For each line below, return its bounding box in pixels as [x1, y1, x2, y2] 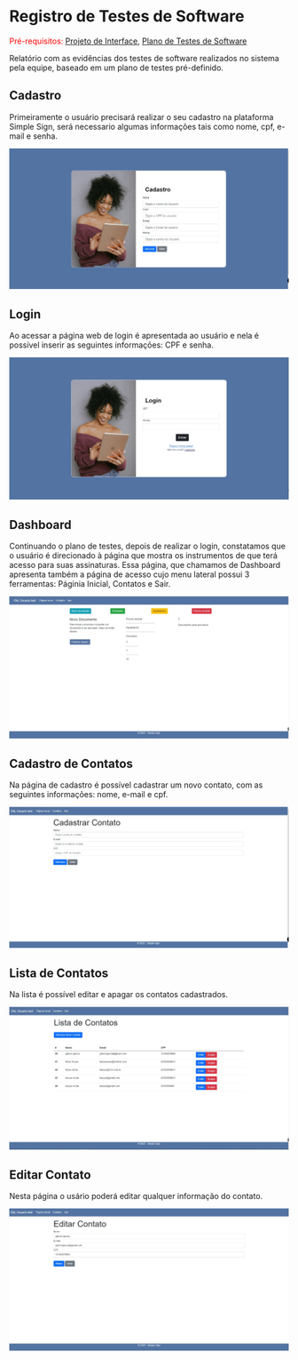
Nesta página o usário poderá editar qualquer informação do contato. [9, 1191, 263, 1202]
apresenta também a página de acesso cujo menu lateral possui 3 [9, 569, 250, 580]
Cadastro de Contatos [9, 756, 133, 771]
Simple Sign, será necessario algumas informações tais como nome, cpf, [9, 121, 276, 132]
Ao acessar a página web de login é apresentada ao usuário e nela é [9, 331, 260, 341]
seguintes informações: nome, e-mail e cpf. [9, 789, 169, 800]
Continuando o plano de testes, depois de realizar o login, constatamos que [9, 540, 286, 552]
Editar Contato [9, 1167, 91, 1182]
